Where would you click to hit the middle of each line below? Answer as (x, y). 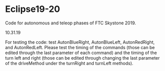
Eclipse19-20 (33, 9)
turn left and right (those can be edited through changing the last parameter (82, 58)
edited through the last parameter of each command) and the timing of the (81, 53)
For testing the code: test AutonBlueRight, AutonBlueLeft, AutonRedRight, (80, 42)
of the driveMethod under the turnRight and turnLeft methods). (69, 63)
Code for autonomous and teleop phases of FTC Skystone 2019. (71, 23)
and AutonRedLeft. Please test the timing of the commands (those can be (80, 47)
